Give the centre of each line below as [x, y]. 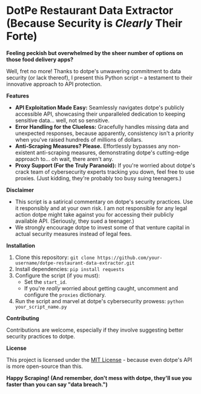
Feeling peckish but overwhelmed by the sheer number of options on [95, 53]
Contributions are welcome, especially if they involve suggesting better [95, 330]
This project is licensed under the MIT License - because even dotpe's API [99, 360]
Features [18, 96]
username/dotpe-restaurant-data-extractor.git [75, 263]
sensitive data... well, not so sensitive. [62, 120]
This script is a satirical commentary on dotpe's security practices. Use [104, 202]
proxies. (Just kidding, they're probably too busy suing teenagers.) [98, 178]
